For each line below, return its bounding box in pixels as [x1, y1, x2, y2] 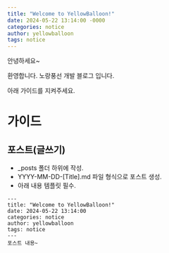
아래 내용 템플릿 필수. [17, 181, 76, 190]
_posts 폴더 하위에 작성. [17, 164, 84, 172]
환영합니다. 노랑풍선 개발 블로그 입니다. [7, 72, 115, 80]
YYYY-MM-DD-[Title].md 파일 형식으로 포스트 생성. [17, 173, 162, 181]
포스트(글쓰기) [7, 143, 65, 155]
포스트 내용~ [7, 240, 39, 247]
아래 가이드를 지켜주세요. [7, 86, 75, 95]
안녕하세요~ [7, 57, 40, 65]
